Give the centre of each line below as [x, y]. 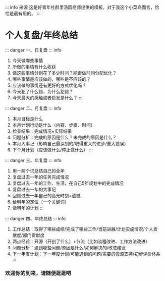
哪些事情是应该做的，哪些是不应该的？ [51, 79]
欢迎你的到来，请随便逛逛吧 [38, 273]
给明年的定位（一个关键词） [41, 202]
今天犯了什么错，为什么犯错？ [43, 91]
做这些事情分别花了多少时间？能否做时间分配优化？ [64, 73]
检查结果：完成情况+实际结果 [42, 131]
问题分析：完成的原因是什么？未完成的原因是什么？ [64, 137]
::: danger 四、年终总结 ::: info [35, 218]
